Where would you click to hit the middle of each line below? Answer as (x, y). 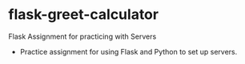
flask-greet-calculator (83, 15)
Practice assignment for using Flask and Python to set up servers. (129, 51)
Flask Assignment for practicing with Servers (82, 36)
